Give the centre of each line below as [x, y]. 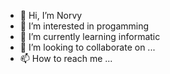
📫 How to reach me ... [66, 58]
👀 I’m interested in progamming [84, 26]
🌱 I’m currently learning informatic [90, 36]
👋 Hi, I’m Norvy [51, 15]
